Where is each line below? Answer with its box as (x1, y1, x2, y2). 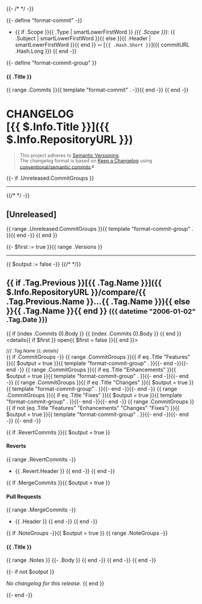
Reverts (6, 442, 26, 450)
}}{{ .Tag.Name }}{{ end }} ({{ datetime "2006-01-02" (6, 306, 196, 316)
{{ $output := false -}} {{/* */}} (6, 261, 81, 268)
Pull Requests (6, 493, 41, 500)
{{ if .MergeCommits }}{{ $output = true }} (6, 479, 111, 486)
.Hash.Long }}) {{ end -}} (14, 47, 77, 55)
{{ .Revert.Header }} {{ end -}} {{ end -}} (14, 468, 115, 475)
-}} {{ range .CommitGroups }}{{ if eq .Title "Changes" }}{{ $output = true (6, 379, 188, 386)
